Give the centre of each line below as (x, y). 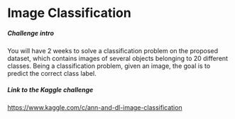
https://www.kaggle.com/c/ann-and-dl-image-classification (95, 108)
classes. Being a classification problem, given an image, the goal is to (109, 66)
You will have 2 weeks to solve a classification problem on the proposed (113, 51)
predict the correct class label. (52, 74)
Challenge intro (31, 33)
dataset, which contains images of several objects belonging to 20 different (118, 59)
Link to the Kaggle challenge (50, 89)
